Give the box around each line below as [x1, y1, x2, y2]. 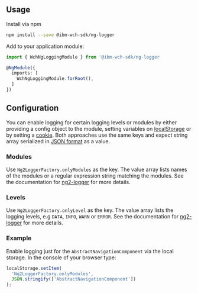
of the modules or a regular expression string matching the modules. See [6, 172, 184, 179]
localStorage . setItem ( [6, 265, 62, 271]
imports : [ [11, 70, 38, 76]
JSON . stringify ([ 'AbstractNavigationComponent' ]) [11, 276, 136, 282]
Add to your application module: [6, 43, 85, 50]
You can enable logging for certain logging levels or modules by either [6, 118, 177, 126]
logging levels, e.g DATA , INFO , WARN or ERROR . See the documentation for [6, 213, 179, 220]
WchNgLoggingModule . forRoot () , [17, 76, 94, 82]
